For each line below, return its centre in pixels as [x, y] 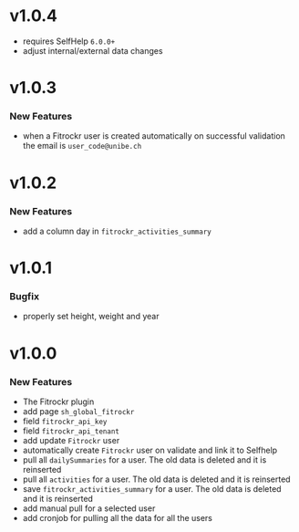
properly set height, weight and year [91, 317]
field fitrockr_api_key [65, 421]
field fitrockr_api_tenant [71, 431]
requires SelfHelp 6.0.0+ [69, 41]
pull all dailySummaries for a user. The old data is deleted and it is [144, 459]
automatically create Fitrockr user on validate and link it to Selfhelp [150, 450]
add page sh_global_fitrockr [78, 411]
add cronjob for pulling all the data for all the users [117, 517]
